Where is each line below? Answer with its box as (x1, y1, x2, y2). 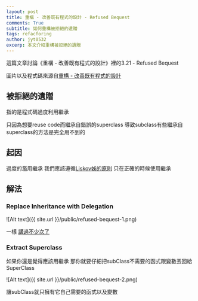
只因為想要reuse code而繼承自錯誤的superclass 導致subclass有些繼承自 (6, 121, 183, 128)
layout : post (6, 8, 39, 15)
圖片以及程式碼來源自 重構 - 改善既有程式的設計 (6, 72, 122, 79)
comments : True (6, 20, 44, 26)
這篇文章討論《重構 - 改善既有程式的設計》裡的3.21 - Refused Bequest (6, 59, 179, 66)
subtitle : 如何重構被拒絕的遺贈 (6, 25, 78, 32)
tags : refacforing (6, 31, 52, 37)
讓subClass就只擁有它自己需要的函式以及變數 (6, 288, 118, 296)
